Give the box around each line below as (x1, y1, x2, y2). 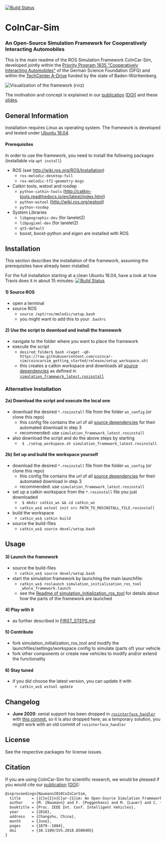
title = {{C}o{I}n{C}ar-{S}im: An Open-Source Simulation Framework (9, 795, 163, 801)
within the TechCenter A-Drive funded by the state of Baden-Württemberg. (5, 73, 158, 79)
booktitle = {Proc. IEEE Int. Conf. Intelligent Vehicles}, (9, 805, 136, 810)
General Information (5, 111, 69, 120)
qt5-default (19, 226, 44, 231)
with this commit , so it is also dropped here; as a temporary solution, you (12, 716, 161, 722)
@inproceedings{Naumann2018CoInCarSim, (5, 791, 87, 796)
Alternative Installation (5, 385, 61, 392)
